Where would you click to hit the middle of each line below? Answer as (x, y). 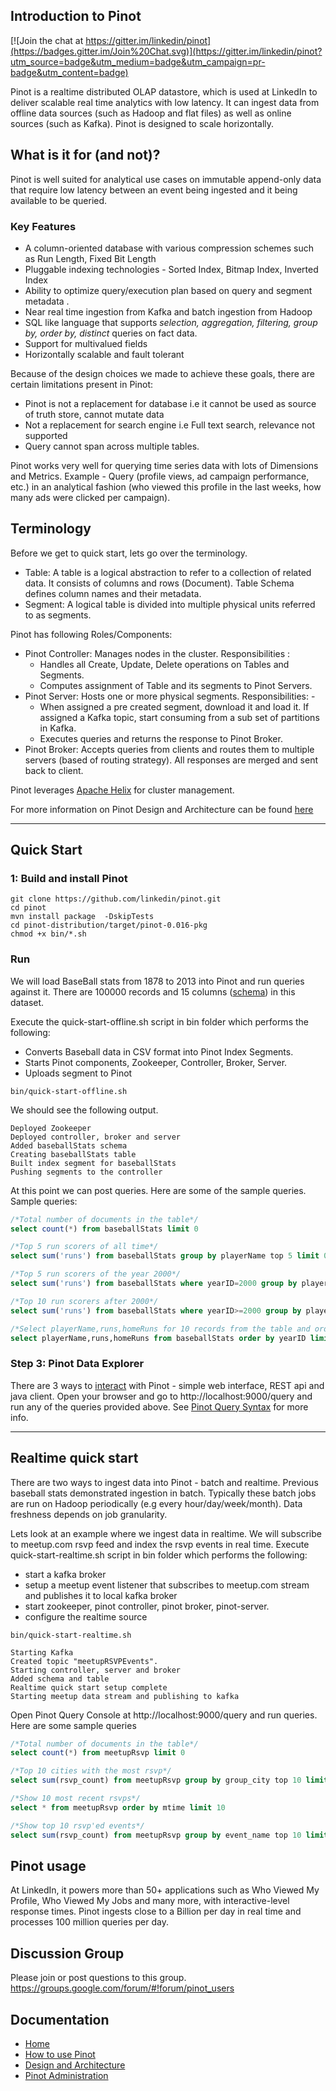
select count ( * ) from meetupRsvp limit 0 (98, 1753)
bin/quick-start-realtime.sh (71, 1635)
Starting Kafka (42, 1652)
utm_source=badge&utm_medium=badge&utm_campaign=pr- (138, 61)
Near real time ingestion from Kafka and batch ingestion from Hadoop (168, 311)
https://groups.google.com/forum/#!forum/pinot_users (122, 1988)
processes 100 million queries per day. (89, 1922)
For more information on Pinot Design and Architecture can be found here (162, 809)
